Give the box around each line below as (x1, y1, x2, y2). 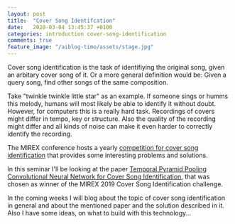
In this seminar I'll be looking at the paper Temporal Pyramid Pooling (7, 165, 207, 173)
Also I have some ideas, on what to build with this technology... (7, 209, 192, 217)
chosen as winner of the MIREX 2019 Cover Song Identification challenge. (7, 180, 224, 188)
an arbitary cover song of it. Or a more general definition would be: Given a (7, 70, 227, 79)
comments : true (7, 37, 53, 44)
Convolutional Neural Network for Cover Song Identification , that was (7, 172, 210, 181)
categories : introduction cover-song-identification (7, 30, 167, 38)
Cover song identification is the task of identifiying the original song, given (7, 63, 225, 71)
